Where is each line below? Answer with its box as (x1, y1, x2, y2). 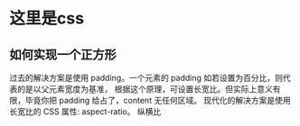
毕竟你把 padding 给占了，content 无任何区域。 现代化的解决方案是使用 (24, 95, 291, 105)
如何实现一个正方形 (9, 47, 117, 62)
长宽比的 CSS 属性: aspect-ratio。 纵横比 (9, 106, 162, 117)
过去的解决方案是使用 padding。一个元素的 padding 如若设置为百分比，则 (9, 73, 283, 83)
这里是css (9, 8, 84, 29)
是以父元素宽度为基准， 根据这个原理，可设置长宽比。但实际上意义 (24, 84, 273, 94)
